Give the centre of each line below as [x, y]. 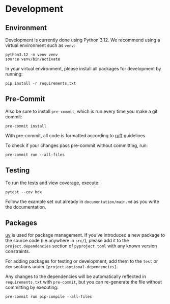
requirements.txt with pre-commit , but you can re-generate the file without [83, 282]
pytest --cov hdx [24, 192]
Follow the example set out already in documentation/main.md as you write [82, 201]
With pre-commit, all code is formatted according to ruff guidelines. [76, 135]
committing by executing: [32, 287]
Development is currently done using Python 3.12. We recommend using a [83, 40]
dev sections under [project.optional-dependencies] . [62, 267]
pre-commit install [26, 126]
